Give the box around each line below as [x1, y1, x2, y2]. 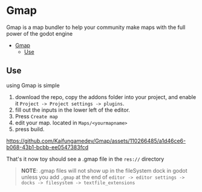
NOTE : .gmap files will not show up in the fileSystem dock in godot [21, 167, 187, 174]
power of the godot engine [6, 30, 73, 37]
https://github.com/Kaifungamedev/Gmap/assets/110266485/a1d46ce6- [6, 137, 186, 144]
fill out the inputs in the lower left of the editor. [15, 106, 130, 114]
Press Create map [15, 112, 59, 120]
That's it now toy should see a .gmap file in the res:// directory [6, 155, 165, 162]
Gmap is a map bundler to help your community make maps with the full [6, 24, 186, 31]
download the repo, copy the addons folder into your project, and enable [15, 93, 197, 100]
